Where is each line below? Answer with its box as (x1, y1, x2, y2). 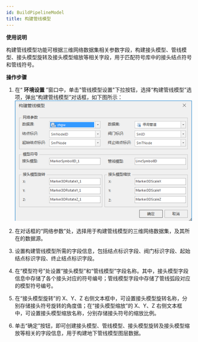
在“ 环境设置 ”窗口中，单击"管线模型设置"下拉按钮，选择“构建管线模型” (14, 86, 187, 93)
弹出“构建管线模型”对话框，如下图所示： (25, 93, 123, 101)
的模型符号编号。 (14, 282, 57, 289)
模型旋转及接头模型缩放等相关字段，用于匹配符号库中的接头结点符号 (26, 53, 192, 60)
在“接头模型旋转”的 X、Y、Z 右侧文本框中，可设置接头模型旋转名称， (14, 295, 183, 302)
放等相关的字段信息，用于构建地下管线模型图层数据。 (14, 330, 144, 337)
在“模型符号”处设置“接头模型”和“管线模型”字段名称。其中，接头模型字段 (14, 267, 189, 275)
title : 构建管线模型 (6, 15, 51, 22)
